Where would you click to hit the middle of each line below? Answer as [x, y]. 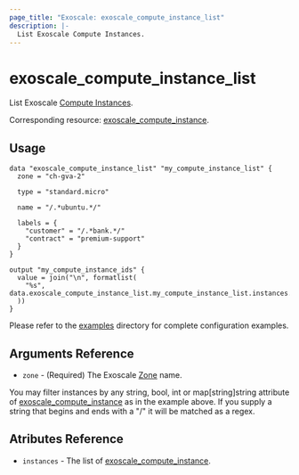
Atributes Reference [67, 439]
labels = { [37, 224]
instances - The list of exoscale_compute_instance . [117, 461]
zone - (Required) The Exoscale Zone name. [102, 374]
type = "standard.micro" [63, 192]
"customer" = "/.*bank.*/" [75, 231]
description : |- [39, 26]
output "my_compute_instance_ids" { [77, 270]
